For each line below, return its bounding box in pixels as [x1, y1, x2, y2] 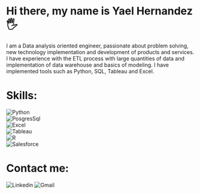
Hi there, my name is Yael [6, 4, 135, 18]
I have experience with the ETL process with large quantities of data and [6, 55, 184, 62]
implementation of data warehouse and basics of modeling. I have [6, 61, 169, 68]
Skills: [6, 89, 38, 103]
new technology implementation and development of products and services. [6, 48, 195, 55]
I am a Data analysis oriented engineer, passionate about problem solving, [6, 42, 189, 49]
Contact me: [6, 162, 69, 175]
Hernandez [136, 4, 193, 18]
